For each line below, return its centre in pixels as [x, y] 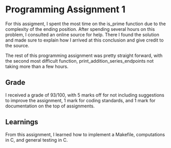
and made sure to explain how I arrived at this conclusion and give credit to [84, 40]
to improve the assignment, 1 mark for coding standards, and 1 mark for [80, 100]
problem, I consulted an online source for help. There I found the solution [82, 34]
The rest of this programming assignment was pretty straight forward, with [84, 55]
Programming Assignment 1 [65, 10]
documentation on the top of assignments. [50, 106]
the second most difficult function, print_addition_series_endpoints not [80, 61]
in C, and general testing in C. [37, 140]
